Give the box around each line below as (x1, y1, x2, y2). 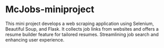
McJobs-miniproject (5, 4, 95, 15)
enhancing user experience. (5, 37, 65, 43)
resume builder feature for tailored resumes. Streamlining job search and (5, 31, 159, 37)
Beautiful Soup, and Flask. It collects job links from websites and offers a (5, 26, 159, 32)
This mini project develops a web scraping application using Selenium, (5, 20, 154, 27)
